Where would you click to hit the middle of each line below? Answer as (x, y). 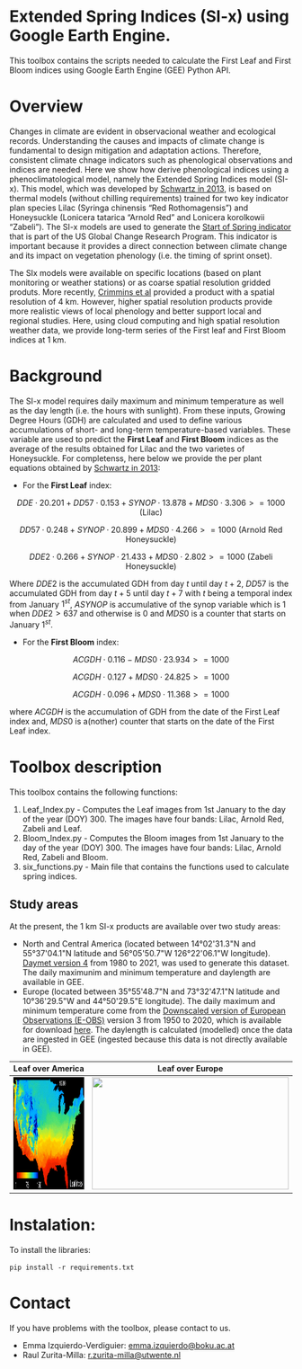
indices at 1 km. (38, 340)
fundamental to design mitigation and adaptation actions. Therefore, (135, 150)
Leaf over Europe (190, 1069)
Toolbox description (86, 767)
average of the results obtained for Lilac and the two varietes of (127, 449)
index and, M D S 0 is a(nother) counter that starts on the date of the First (142, 722)
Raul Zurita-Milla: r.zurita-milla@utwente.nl (102, 1355)
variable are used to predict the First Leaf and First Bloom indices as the (144, 439)
